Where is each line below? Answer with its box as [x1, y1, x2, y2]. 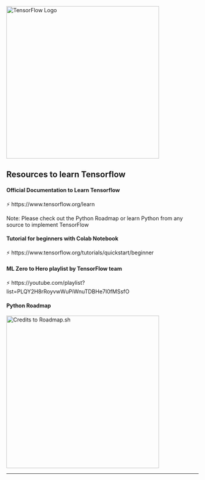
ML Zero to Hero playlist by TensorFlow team [6, 265, 122, 273]
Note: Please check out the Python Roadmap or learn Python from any [6, 214, 183, 222]
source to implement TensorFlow [6, 221, 89, 228]
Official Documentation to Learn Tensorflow [6, 186, 120, 193]
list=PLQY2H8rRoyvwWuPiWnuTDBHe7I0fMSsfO [6, 288, 130, 295]
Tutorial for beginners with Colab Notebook [6, 235, 119, 242]
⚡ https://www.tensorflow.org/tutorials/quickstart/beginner [6, 249, 154, 256]
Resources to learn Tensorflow [6, 170, 126, 180]
